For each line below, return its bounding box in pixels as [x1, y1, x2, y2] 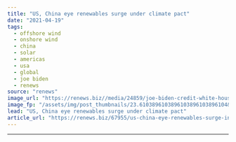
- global [13, 69, 39, 76]
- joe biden [13, 75, 49, 83]
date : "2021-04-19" [7, 17, 65, 24]
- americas [13, 56, 46, 63]
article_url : [7, 114, 46, 121]
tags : [7, 23, 23, 30]
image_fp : [7, 101, 37, 108]
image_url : [7, 95, 39, 102]
